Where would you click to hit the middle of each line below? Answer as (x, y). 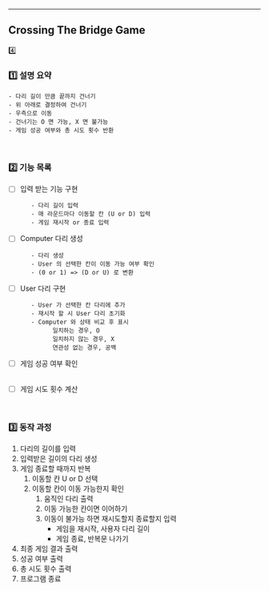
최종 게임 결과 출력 (49, 549)
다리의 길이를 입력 (48, 448)
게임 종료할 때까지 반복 (55, 468)
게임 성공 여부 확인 (49, 363)
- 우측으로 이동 (30, 114)
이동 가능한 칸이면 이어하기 (86, 509)
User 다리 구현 (43, 288)
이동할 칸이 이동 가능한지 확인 (78, 488)
